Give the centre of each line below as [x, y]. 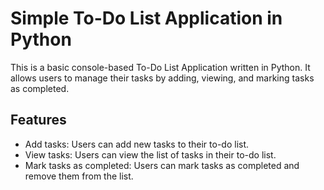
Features [38, 120]
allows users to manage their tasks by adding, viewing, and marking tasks [162, 78]
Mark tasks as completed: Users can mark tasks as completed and [162, 165]
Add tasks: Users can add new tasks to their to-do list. [137, 144]
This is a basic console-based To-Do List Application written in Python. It [160, 67]
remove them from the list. [79, 176]
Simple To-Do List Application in [146, 18]
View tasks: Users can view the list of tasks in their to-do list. [150, 154]
